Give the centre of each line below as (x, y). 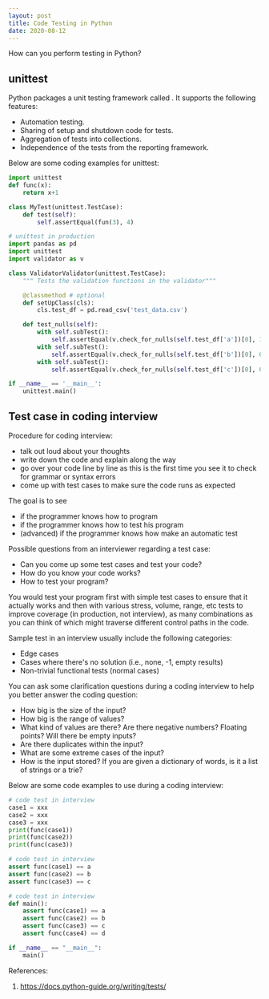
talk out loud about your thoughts (75, 451)
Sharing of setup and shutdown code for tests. (96, 131)
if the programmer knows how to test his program (102, 525)
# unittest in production (51, 237)
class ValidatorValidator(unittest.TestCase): (87, 273)
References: (28, 970)
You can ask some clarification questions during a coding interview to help (131, 686)
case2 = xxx (28, 815)
